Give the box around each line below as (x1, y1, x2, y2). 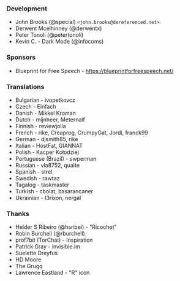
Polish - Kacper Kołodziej (15, 148, 80, 156)
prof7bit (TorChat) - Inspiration (15, 236, 93, 244)
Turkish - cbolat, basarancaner (15, 187, 94, 194)
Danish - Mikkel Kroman (15, 109, 77, 117)
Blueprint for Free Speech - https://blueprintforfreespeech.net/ (15, 67, 174, 74)
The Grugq (15, 263, 43, 270)
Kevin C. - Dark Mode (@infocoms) (15, 38, 104, 45)
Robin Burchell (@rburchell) (15, 230, 86, 237)
